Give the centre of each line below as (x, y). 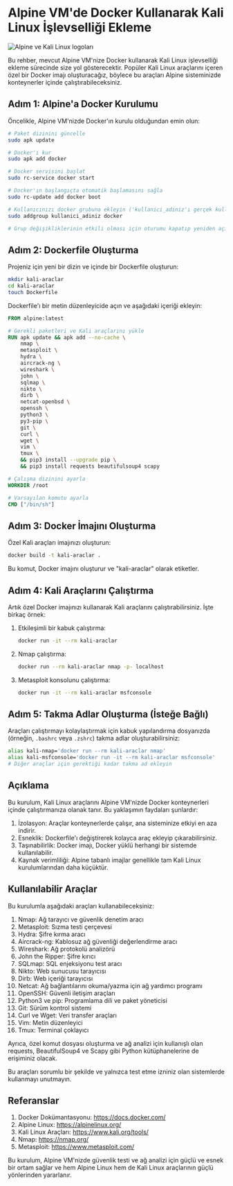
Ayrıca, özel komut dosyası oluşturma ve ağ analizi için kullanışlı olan (105, 1043)
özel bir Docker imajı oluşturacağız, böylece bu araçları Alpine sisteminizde (114, 75)
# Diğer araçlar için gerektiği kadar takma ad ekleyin (90, 764)
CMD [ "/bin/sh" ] (31, 505)
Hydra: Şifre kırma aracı (52, 934)
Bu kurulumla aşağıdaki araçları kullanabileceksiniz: (81, 906)
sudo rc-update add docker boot (54, 197)
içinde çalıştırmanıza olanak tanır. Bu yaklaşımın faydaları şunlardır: (103, 809)
